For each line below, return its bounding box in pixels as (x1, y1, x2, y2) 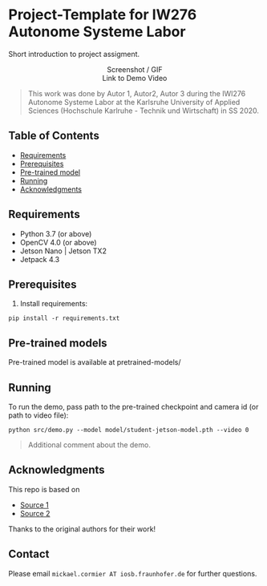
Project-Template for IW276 (8, 6, 197, 24)
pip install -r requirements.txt (8, 314, 120, 322)
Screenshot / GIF (107, 64, 163, 74)
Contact (8, 548, 50, 561)
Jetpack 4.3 (19, 254, 60, 264)
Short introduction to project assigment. (8, 49, 140, 59)
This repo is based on (8, 484, 80, 494)
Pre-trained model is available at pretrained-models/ (8, 358, 182, 367)
